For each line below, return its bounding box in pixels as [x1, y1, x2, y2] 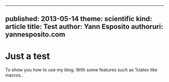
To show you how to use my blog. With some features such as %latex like [5, 67, 157, 73]
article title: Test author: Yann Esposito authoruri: [5, 22, 163, 31]
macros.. [5, 72, 24, 78]
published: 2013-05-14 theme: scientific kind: [5, 14, 152, 23]
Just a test [5, 50, 50, 61]
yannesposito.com [5, 30, 65, 39]
